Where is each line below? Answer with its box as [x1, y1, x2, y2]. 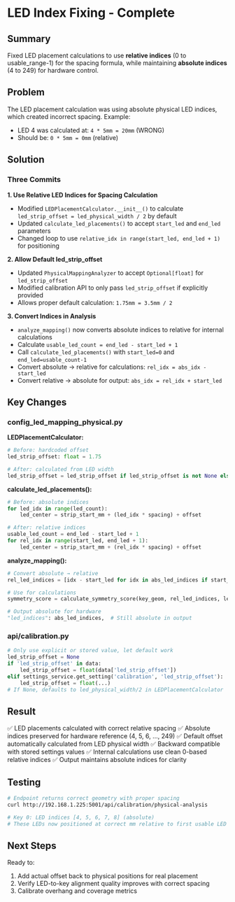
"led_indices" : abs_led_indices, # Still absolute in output [7, 614, 192, 622]
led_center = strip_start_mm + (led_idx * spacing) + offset [20, 512, 201, 519]
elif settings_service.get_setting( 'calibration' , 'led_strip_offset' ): [7, 673, 224, 680]
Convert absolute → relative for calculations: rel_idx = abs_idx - [17, 362, 207, 371]
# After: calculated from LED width [7, 465, 114, 473]
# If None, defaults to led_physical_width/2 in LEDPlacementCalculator [7, 686, 224, 693]
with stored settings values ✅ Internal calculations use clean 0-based [7, 747, 208, 756]
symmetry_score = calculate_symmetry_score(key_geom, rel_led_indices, [7, 596, 220, 602]
